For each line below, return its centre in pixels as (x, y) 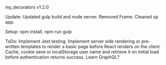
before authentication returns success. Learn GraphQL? (62, 57)
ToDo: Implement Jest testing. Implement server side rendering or (73, 41)
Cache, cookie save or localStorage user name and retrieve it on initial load (82, 52)
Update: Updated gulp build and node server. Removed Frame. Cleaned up (82, 17)
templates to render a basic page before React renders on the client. (91, 46)
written (12, 46)
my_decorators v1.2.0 (27, 7)
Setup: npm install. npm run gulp (39, 32)
